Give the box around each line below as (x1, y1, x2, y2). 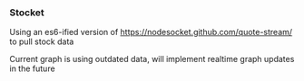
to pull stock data (9, 36, 74, 47)
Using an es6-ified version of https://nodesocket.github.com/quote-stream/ (9, 27, 293, 38)
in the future (9, 63, 56, 74)
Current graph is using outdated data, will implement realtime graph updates (9, 54, 295, 65)
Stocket (9, 6, 45, 19)
